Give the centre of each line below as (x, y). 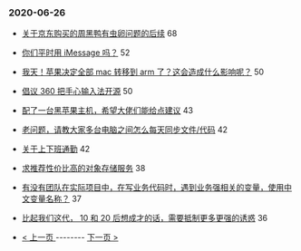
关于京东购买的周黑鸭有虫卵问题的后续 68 (99, 34)
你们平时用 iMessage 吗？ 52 (76, 53)
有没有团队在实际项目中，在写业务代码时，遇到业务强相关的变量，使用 (153, 188)
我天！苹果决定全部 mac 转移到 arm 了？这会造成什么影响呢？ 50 (143, 72)
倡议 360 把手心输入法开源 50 (77, 92)
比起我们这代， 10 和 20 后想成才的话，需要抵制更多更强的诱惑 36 (145, 218)
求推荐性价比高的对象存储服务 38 (83, 169)
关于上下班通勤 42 (56, 149)
